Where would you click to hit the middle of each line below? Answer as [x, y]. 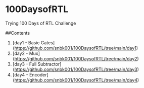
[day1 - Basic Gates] [33, 42]
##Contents [18, 33]
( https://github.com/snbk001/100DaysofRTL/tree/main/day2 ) [76, 58]
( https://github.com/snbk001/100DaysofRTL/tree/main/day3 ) [76, 69]
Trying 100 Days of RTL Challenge [41, 23]
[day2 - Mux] [26, 53]
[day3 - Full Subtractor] [37, 64]
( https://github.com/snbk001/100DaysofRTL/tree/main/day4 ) [76, 80]
